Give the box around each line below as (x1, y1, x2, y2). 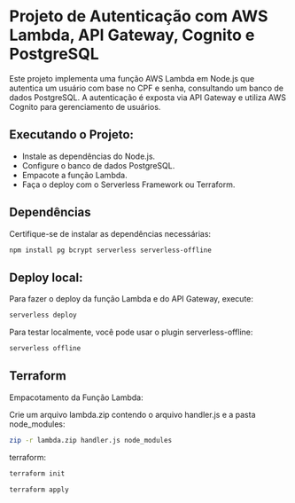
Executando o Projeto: (9, 127, 135, 143)
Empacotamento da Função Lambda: (9, 392, 144, 403)
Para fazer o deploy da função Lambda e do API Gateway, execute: (9, 294, 254, 304)
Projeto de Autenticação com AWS (9, 6, 268, 27)
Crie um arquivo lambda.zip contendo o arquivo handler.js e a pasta (9, 409, 256, 420)
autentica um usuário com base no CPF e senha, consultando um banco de (9, 83, 283, 93)
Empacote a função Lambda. (21, 169, 128, 180)
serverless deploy (9, 310, 77, 320)
